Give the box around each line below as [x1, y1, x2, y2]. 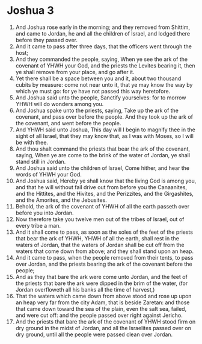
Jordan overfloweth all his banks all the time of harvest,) [15, 286, 155, 293]
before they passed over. [15, 36, 78, 43]
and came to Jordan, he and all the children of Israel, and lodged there [15, 30, 191, 37]
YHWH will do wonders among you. [15, 100, 104, 107]
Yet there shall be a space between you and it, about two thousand [15, 75, 182, 82]
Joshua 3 [7, 4, 55, 17]
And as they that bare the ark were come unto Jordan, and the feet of [15, 273, 188, 280]
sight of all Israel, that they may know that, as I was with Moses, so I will [15, 132, 194, 139]
